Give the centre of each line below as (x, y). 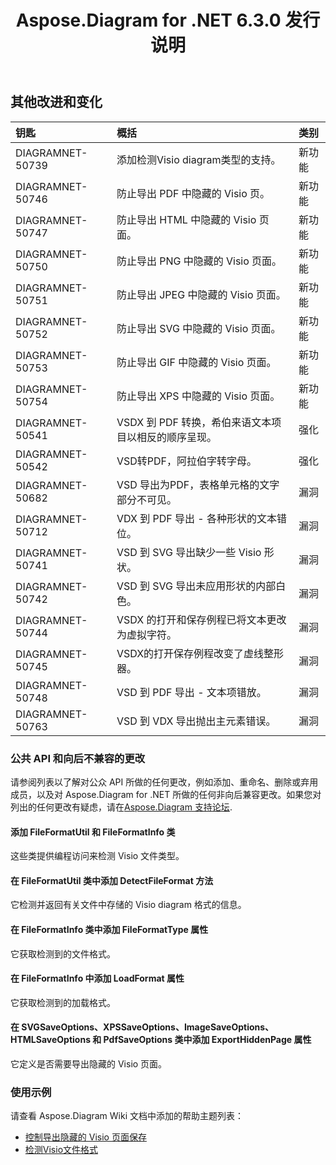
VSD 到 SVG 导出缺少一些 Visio (189, 552)
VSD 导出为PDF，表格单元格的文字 (198, 484)
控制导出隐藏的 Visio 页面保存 (85, 1137)
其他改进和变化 (56, 102)
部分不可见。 (146, 499)
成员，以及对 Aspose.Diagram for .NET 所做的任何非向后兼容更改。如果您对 (166, 794)
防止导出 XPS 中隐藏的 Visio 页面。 (198, 396)
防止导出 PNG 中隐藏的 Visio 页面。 (199, 261)
